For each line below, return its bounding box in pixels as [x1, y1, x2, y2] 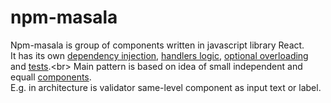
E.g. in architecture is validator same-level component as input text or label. [10, 81, 322, 93]
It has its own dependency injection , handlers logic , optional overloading [10, 49, 309, 61]
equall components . [10, 71, 92, 83]
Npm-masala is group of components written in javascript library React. [10, 39, 305, 51]
